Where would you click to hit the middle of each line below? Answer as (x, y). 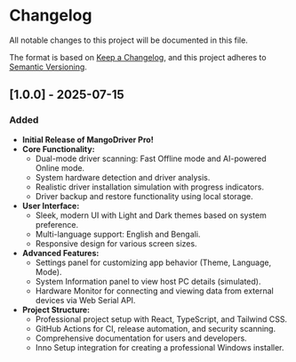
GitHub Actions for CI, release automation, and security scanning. (156, 328)
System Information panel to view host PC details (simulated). (148, 281)
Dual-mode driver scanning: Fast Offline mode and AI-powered (151, 158)
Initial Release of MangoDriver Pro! (88, 140)
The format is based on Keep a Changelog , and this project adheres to (138, 57)
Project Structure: (56, 310)
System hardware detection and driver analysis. (123, 177)
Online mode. (60, 168)
